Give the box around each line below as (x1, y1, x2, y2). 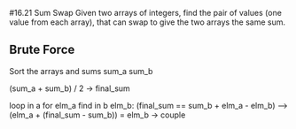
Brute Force (9, 42, 75, 57)
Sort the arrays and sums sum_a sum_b (9, 65, 153, 76)
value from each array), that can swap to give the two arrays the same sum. (9, 17, 286, 27)
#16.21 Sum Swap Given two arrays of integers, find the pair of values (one (9, 8, 282, 18)
